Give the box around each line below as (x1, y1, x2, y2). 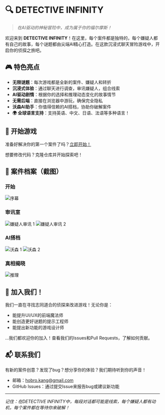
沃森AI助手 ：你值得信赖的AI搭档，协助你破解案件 (12, 104, 111, 110)
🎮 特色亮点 (5, 63, 40, 72)
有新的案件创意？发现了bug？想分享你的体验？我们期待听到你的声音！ (5, 367, 146, 373)
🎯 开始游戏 (5, 127, 37, 136)
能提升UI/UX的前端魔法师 (12, 312, 63, 318)
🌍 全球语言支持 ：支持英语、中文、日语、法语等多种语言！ (12, 110, 130, 116)
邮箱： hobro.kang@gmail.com (12, 377, 74, 383)
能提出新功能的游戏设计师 (12, 324, 64, 330)
